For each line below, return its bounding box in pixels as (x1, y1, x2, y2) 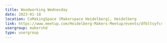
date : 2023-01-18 (5, 12, 41, 17)
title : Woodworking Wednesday (5, 7, 68, 12)
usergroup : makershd (5, 26, 48, 31)
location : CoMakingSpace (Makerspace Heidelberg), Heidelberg (5, 16, 137, 21)
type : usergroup (5, 30, 39, 35)
